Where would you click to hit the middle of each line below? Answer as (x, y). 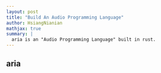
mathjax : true (24, 28)
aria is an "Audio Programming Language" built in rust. (84, 39)
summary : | (20, 34)
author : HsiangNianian (34, 23)
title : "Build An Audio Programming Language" (65, 17)
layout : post (22, 12)
